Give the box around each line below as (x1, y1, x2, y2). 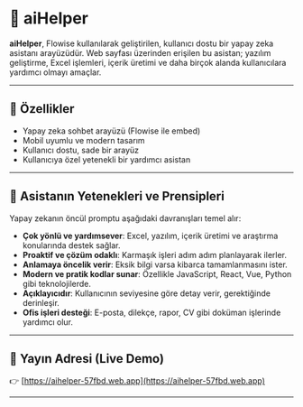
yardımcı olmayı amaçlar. (9, 67, 102, 78)
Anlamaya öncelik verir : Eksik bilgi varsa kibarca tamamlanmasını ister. (22, 259, 289, 270)
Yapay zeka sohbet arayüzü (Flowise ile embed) (22, 125, 201, 136)
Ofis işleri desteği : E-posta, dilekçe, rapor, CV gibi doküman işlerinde (22, 307, 281, 318)
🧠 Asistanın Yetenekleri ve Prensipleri (9, 189, 225, 204)
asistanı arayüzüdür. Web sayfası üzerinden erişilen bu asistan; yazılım (9, 47, 271, 58)
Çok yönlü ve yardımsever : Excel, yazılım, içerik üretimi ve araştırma (22, 230, 279, 241)
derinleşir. (22, 297, 60, 308)
